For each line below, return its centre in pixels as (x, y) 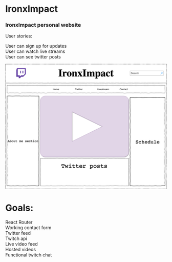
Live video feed (21, 244)
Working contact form (28, 228)
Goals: (19, 208)
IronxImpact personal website (43, 25)
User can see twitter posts (33, 57)
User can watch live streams (35, 51)
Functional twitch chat (29, 255)
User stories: (19, 36)
